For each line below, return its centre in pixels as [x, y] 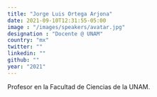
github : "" [23, 60]
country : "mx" [28, 40]
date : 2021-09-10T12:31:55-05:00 [57, 21]
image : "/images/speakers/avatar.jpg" [66, 27]
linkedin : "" [27, 54]
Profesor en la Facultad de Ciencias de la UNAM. [79, 86]
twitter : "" [25, 47]
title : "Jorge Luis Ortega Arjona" [60, 14]
